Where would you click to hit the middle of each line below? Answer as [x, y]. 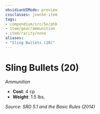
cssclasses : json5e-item [31, 15]
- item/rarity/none [26, 33]
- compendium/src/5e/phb [31, 24]
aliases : [14, 38]
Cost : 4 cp [24, 91]
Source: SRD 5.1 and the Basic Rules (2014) [50, 106]
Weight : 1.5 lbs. [29, 97]
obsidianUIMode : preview [31, 10]
